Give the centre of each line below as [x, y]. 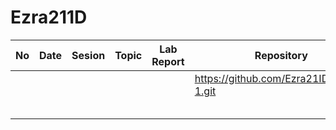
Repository [281, 55]
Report [168, 61]
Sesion [88, 55]
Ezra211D [49, 17]
